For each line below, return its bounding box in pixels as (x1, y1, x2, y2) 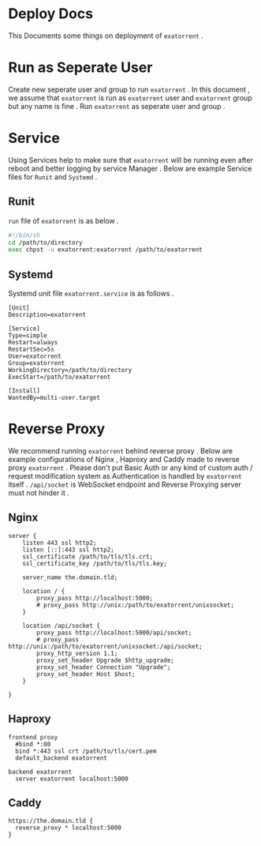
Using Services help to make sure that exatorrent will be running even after (8, 155, 254, 164)
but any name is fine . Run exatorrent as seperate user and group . (8, 101, 226, 111)
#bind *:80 (15, 740, 51, 748)
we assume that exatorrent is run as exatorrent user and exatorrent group (8, 92, 252, 103)
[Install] (8, 387, 41, 395)
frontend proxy (8, 733, 58, 741)
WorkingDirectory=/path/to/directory (8, 367, 132, 374)
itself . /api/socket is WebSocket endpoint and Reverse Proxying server (8, 479, 242, 489)
